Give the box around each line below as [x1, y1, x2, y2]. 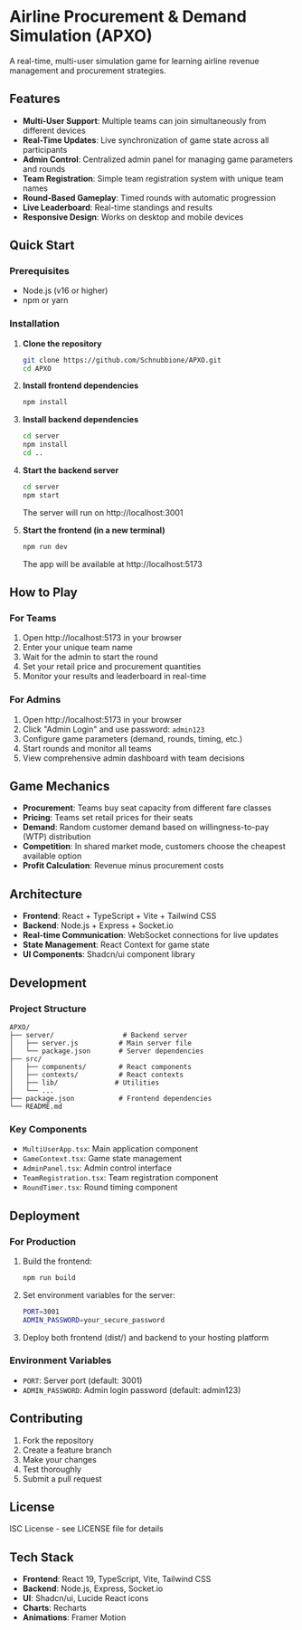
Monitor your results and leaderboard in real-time [22, 671, 207, 682]
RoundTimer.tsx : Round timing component [22, 1182, 178, 1193]
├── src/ [9, 1054, 42, 1064]
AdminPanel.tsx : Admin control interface [22, 1162, 172, 1173]
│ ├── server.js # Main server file [9, 1038, 193, 1047]
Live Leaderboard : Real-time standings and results [22, 202, 213, 213]
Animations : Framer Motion [22, 1612, 127, 1623]
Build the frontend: [22, 1256, 92, 1266]
